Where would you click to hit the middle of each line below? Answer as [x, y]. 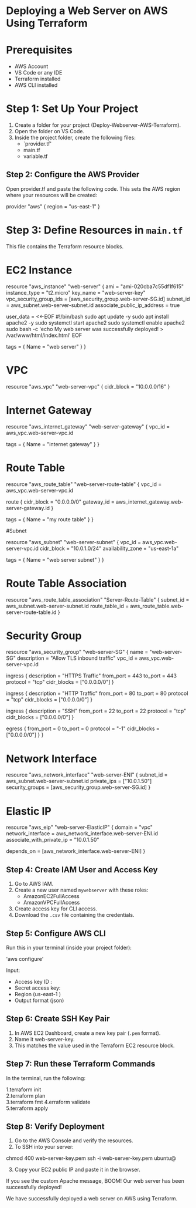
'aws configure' [25, 959]
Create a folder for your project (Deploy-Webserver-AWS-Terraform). [98, 125]
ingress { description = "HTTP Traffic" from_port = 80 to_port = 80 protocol [97, 693]
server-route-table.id [31, 612]
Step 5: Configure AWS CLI [56, 934]
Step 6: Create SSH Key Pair [58, 1019]
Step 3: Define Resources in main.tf [94, 230]
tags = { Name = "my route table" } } [50, 519]
